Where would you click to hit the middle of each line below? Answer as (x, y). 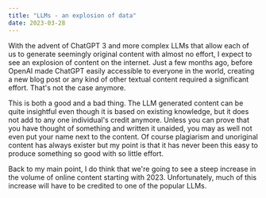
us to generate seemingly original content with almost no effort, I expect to (130, 54)
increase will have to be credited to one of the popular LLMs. (108, 185)
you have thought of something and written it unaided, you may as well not (130, 128)
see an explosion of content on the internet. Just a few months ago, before (130, 62)
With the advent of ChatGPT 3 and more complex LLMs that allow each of (129, 45)
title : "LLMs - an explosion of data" (72, 15)
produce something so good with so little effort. (86, 153)
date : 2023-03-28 (37, 23)
